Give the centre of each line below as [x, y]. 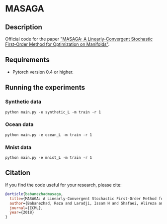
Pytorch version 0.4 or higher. [43, 72]
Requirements [27, 60]
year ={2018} [22, 213]
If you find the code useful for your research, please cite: [63, 185]
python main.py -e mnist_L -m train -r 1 [49, 158]
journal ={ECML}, [26, 208]
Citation [18, 173]
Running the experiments [45, 88]
